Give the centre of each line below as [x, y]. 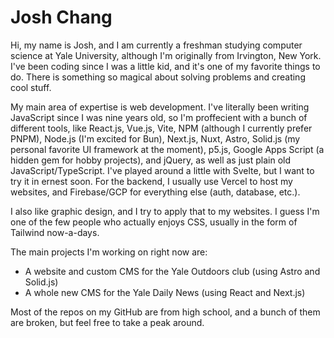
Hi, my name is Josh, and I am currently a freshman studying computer [156, 45]
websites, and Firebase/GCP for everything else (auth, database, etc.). [155, 192]
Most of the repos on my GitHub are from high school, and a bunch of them [165, 312]
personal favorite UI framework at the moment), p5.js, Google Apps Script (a [167, 149]
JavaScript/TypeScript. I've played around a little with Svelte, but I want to [162, 170]
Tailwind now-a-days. [55, 232]
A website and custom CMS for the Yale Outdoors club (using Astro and [172, 271]
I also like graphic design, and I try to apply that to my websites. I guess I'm [165, 211]
